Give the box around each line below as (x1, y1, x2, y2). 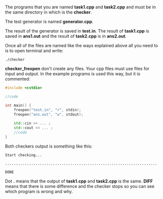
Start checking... (5, 152, 42, 157)
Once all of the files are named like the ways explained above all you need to (5, 43, 158, 48)
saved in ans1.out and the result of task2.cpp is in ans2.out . (5, 33, 127, 39)
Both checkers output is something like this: (5, 143, 93, 149)
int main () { (5, 103, 32, 108)
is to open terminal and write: (5, 48, 64, 53)
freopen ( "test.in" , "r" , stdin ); (14, 107, 81, 112)
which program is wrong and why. (5, 188, 73, 194)
